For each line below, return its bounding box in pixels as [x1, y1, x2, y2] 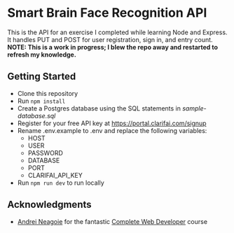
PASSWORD [27, 148, 63, 157]
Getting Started [7, 71, 76, 83]
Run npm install [17, 97, 66, 105]
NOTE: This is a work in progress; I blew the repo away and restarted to [7, 43, 219, 51]
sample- [181, 104, 207, 113]
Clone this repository [17, 89, 78, 97]
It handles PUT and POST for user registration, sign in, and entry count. [7, 35, 213, 43]
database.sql [17, 111, 56, 120]
